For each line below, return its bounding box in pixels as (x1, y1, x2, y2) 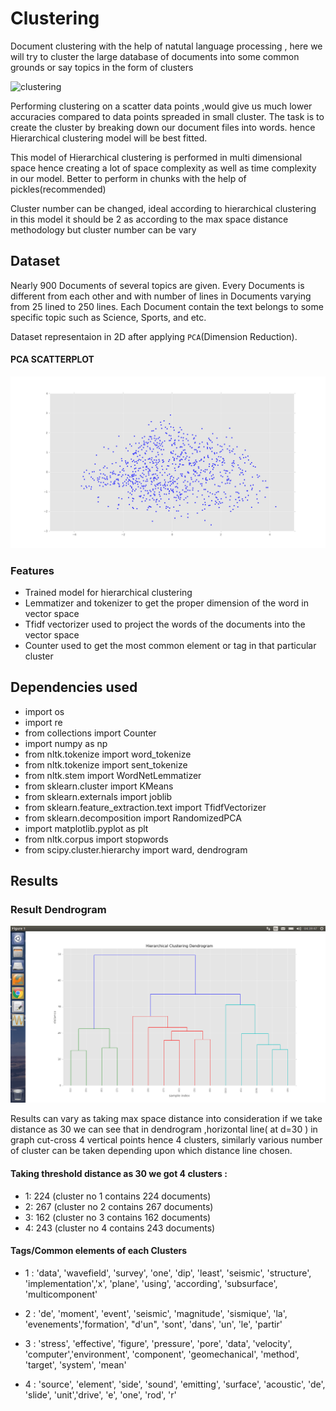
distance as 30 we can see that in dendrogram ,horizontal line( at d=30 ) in (10, 1123, 318, 1136)
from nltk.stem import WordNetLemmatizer (24, 769, 202, 781)
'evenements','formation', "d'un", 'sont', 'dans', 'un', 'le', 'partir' (24, 1318, 283, 1330)
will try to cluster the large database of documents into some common (10, 50, 300, 62)
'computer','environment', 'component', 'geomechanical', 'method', (24, 1348, 300, 1360)
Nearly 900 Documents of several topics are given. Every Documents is (10, 279, 305, 291)
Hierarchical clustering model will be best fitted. (10, 132, 208, 144)
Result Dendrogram (10, 903, 107, 917)
